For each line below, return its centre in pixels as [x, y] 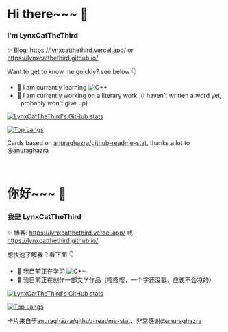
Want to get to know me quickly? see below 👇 [72, 72]
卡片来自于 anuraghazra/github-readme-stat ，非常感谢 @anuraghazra [104, 320]
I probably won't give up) [52, 103]
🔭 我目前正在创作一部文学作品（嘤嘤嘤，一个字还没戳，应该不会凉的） [116, 279]
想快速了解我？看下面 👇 [40, 254]
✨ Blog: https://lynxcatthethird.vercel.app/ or [70, 50]
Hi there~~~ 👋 [48, 14]
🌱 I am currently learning [52, 88]
